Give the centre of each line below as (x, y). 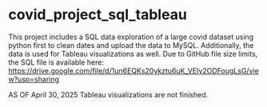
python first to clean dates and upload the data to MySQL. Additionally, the (131, 45)
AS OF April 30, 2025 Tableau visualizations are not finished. (108, 94)
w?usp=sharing (34, 79)
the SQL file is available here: (56, 62)
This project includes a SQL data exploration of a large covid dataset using (131, 37)
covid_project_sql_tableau (98, 15)
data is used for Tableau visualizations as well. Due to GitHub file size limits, (133, 53)
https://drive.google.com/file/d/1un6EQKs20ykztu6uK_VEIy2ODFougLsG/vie (134, 70)
